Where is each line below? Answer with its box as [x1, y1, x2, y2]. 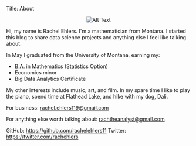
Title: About [6, 5, 35, 12]
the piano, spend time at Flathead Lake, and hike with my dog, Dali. [6, 93, 168, 100]
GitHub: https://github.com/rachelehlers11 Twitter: [6, 127, 127, 134]
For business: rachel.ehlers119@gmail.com [6, 104, 109, 111]
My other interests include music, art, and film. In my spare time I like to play [6, 87, 191, 93]
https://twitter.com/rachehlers [6, 133, 79, 140]
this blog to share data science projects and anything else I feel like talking [6, 34, 187, 40]
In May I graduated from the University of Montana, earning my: [6, 52, 160, 58]
